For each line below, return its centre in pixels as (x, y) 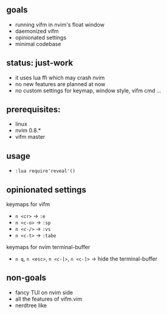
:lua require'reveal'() (45, 171)
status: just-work (40, 63)
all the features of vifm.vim (49, 299)
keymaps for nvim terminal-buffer (48, 247)
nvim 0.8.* (28, 130)
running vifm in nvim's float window (60, 24)
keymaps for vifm (28, 204)
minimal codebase (38, 44)
